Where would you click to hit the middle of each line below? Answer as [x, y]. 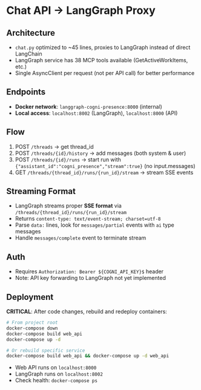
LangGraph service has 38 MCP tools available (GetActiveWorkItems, [101, 60]
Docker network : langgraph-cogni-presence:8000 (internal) [88, 106]
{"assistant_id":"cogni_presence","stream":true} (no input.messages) [105, 166]
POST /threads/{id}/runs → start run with [68, 159]
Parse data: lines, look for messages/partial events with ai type [94, 225]
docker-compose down [32, 328]
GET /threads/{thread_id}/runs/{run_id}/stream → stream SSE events [104, 172]
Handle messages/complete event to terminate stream [81, 238]
